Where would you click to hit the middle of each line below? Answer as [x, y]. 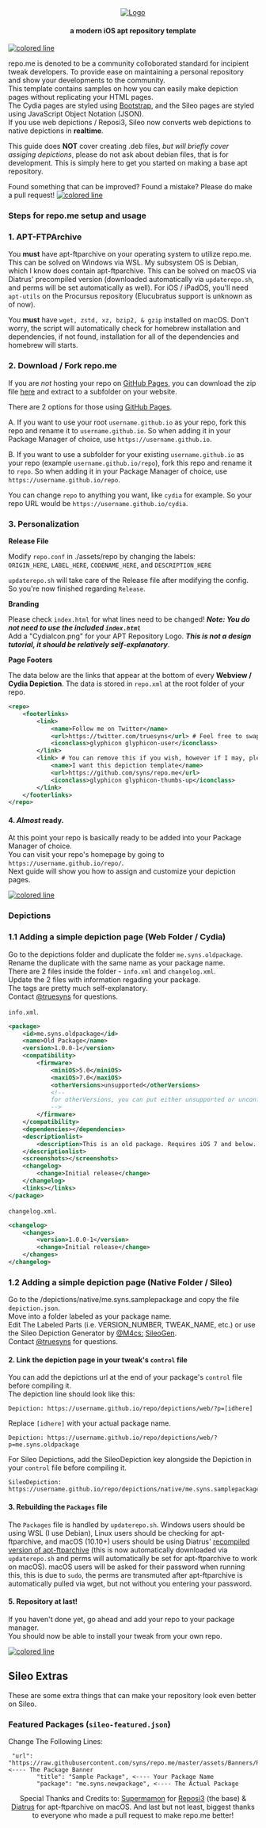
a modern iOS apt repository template [133, 30]
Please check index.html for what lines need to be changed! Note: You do [129, 619]
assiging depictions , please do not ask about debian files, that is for [119, 154]
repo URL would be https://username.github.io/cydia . [98, 503]
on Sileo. [23, 1704]
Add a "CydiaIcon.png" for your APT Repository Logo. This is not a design [130, 636]
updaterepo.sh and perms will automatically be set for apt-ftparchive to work [133, 1558]
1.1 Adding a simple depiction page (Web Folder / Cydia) [117, 937]
